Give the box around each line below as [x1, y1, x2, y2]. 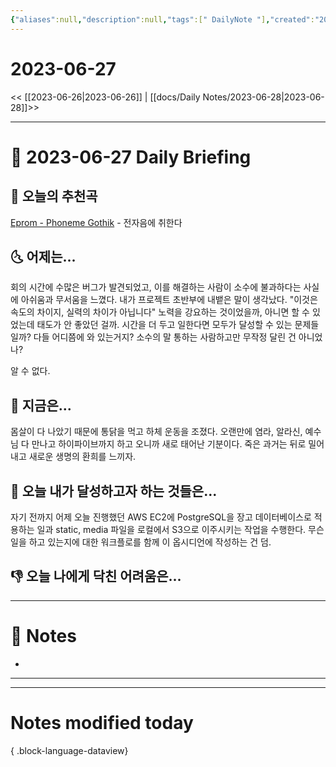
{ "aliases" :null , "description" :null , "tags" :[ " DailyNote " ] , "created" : [10, 14, 315, 25]
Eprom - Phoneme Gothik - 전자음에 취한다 [10, 216, 183, 228]
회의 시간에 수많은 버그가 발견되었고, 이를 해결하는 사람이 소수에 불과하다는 [10, 281, 302, 293]
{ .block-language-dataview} [10, 744, 129, 756]
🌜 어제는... [10, 248, 77, 265]
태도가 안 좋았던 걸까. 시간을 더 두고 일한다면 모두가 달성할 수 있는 [36, 319, 293, 331]
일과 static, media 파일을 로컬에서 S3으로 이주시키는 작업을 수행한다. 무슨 [36, 524, 325, 535]
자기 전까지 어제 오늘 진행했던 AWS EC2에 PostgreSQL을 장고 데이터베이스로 [10, 511, 312, 523]
